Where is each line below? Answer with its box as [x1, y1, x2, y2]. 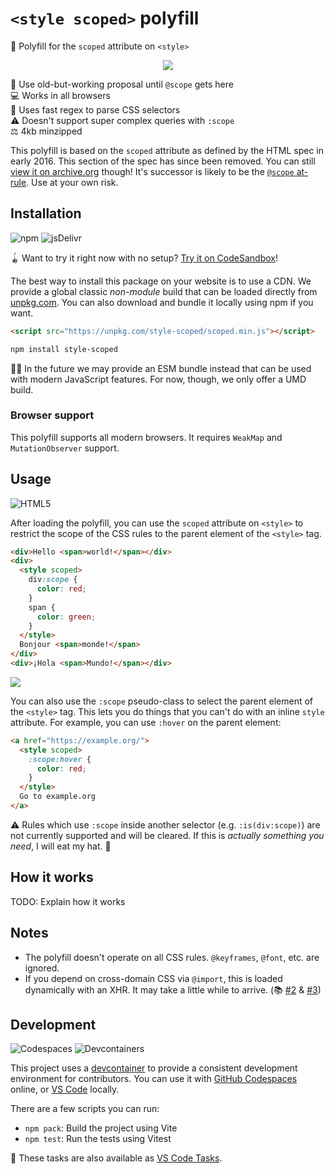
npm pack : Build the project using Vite [24, 1122, 178, 1134]
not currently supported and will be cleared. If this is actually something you [10, 829, 325, 841]
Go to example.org [19, 792, 97, 802]
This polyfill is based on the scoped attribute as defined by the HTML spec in [10, 144, 325, 156]
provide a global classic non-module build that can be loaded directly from [10, 285, 318, 297]
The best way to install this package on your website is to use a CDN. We [10, 275, 312, 287]
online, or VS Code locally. [10, 1083, 120, 1096]
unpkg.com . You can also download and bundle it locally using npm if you [10, 296, 314, 308]
